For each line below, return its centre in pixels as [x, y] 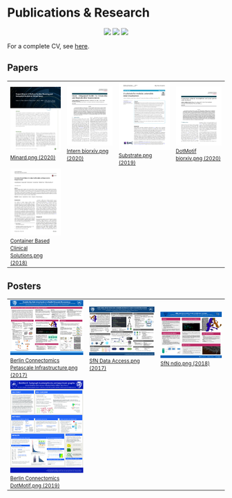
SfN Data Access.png [115, 361]
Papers [23, 68]
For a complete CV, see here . [48, 46]
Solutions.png [27, 256]
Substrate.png [135, 156]
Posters [24, 286]
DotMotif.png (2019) [35, 486]
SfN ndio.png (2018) [185, 363]
